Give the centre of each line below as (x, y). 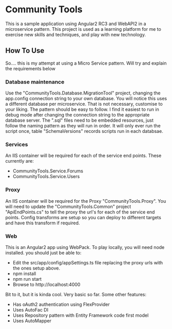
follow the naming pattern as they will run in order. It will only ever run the (83, 126)
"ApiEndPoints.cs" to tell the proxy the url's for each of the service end (80, 212)
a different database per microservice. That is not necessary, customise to (84, 104)
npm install (24, 274)
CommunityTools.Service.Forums (48, 171)
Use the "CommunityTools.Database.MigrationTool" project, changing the (83, 93)
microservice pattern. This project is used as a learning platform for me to (83, 29)
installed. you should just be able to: (43, 253)
